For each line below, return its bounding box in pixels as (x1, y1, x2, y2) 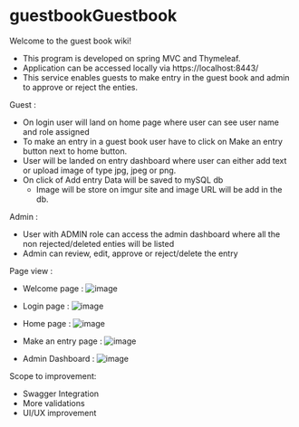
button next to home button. (22, 146, 128, 157)
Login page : (22, 300, 70, 311)
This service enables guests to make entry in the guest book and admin (22, 71, 290, 82)
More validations (22, 397, 85, 408)
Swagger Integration (22, 388, 100, 399)
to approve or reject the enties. (22, 81, 139, 92)
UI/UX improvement (22, 407, 97, 418)
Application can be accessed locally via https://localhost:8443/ (22, 62, 259, 73)
